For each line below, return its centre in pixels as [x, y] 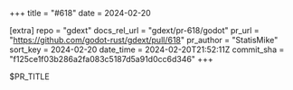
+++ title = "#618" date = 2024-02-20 [80, 13]
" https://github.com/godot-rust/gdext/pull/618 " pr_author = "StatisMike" [144, 40]
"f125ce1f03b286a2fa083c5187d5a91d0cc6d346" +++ [112, 59]
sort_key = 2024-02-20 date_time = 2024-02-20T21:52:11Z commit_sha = [147, 49]
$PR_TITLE [29, 76]
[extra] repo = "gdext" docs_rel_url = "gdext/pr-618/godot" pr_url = [134, 30]
